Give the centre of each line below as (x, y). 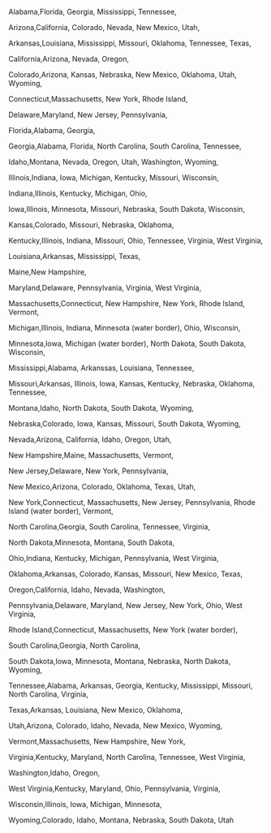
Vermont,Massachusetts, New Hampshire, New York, (97, 741)
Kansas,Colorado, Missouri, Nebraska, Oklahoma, (91, 225)
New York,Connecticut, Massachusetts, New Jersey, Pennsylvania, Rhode (132, 502)
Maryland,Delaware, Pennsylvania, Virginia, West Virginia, (105, 288)
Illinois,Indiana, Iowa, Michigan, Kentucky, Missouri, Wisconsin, (114, 177)
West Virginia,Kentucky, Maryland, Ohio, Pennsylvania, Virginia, (114, 788)
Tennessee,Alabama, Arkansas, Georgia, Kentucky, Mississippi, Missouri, (131, 686)
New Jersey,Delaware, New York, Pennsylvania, (88, 471)
